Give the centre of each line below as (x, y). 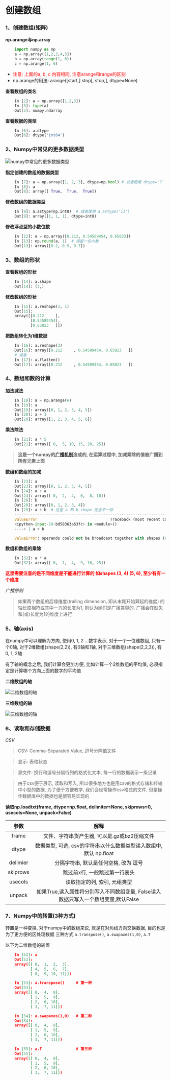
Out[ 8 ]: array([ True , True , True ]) (55, 191)
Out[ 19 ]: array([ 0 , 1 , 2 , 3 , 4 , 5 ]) (53, 410)
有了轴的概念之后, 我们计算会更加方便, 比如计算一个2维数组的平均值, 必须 (82, 664)
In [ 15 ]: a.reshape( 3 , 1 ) (42, 306)
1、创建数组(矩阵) (27, 28)
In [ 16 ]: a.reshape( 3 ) (38, 346)
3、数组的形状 (23, 260)
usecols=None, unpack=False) (39, 812)
